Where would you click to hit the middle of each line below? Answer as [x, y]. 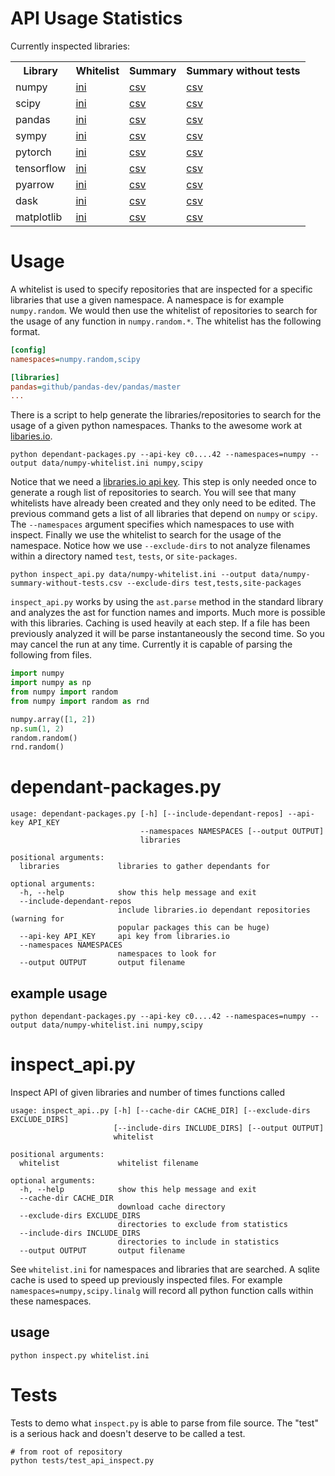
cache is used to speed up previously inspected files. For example [146, 1279]
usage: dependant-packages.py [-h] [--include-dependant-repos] [147, 814]
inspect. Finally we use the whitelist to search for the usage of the [146, 535]
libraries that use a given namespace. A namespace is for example [147, 299]
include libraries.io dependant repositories [214, 910]
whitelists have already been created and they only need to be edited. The [163, 503]
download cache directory [171, 1207]
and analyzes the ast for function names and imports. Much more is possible [168, 613]
